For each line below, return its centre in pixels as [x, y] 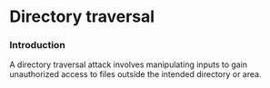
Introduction [37, 45]
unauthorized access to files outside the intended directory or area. [135, 74]
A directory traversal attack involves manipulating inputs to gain [129, 64]
